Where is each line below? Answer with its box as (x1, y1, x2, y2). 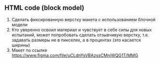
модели (11, 22, 28, 27)
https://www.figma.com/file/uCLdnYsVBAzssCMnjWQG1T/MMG (11, 52, 138, 58)
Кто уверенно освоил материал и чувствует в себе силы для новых (11, 26, 152, 33)
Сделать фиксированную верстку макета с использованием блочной (11, 16, 156, 22)
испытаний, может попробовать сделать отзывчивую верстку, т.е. (11, 32, 149, 38)
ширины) (11, 42, 30, 48)
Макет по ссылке (11, 47, 47, 53)
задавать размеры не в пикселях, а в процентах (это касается (11, 37, 141, 43)
